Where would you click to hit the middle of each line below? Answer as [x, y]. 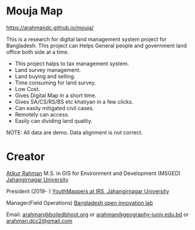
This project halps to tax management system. [72, 63]
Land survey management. [48, 69]
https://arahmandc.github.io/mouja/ [50, 28]
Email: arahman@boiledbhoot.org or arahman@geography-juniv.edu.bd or [97, 214]
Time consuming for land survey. [55, 83]
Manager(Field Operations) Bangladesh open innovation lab [80, 202]
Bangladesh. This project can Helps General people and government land [97, 46]
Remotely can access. [42, 114]
